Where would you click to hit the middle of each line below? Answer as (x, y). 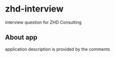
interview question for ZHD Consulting (43, 22)
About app (21, 37)
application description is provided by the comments (57, 49)
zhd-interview (34, 9)
